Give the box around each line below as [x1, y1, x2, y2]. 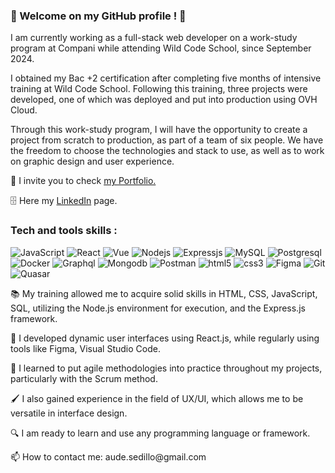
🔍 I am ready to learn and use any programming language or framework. [10, 427, 311, 439]
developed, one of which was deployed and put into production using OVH [10, 94, 318, 106]
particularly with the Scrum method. [10, 372, 158, 384]
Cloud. [10, 104, 38, 116]
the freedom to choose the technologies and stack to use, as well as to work [10, 145, 325, 157]
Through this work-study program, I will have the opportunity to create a [10, 124, 308, 136]
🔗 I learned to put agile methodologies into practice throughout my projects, [10, 362, 323, 374]
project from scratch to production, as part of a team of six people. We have [10, 134, 324, 146]
